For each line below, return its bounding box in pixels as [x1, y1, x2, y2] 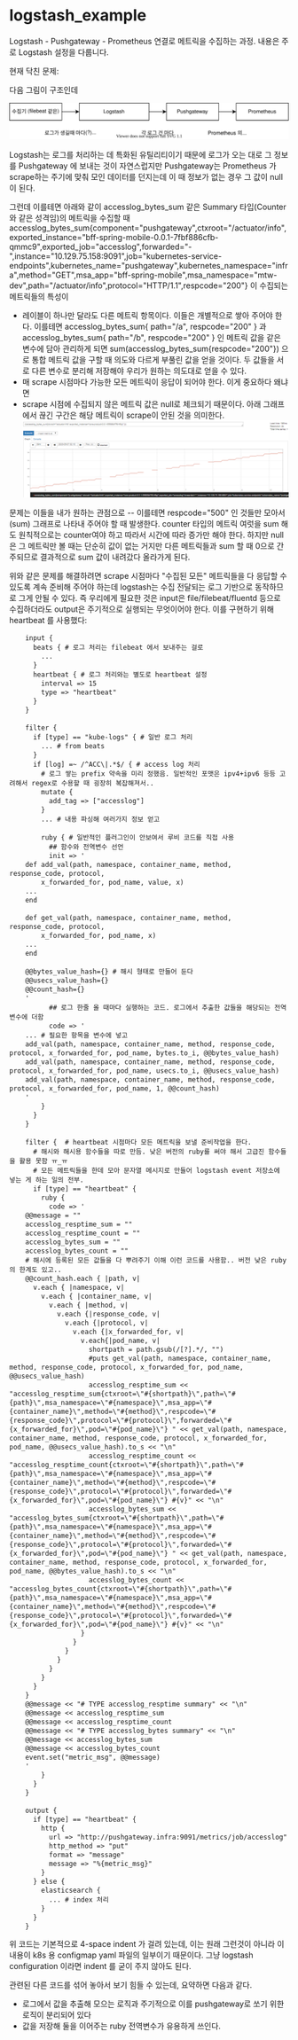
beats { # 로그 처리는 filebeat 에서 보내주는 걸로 [32, 644, 204, 653]
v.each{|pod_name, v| [80, 1336, 161, 1346]
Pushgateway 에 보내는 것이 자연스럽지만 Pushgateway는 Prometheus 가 [18, 160, 277, 171]
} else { [32, 1877, 66, 1887]
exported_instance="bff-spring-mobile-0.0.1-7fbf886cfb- [9, 232, 219, 243]
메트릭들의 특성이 [9, 292, 69, 302]
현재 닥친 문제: [9, 66, 59, 76]
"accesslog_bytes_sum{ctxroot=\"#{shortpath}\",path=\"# [9, 1513, 224, 1523]
